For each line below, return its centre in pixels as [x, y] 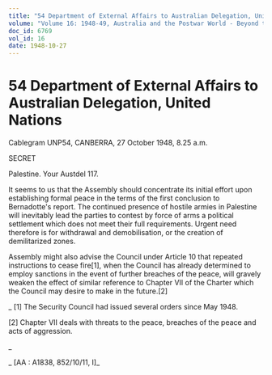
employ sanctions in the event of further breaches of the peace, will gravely [135, 274]
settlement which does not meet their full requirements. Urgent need [123, 224]
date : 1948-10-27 [38, 46]
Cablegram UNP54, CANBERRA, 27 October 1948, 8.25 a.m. [108, 143]
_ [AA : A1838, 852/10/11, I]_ [54, 362]
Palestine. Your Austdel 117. [53, 174]
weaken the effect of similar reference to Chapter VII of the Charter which [131, 283]
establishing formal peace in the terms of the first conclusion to [114, 198]
